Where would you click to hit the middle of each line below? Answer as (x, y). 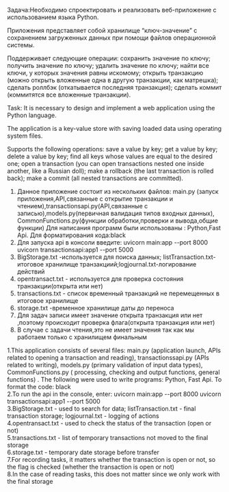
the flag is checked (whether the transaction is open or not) (91, 467)
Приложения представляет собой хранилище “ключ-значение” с (102, 30)
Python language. (32, 115)
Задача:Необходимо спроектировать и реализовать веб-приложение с (112, 10)
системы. (21, 45)
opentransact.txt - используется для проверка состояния (100, 279)
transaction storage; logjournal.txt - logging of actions (83, 416)
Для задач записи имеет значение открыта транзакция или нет (110, 315)
